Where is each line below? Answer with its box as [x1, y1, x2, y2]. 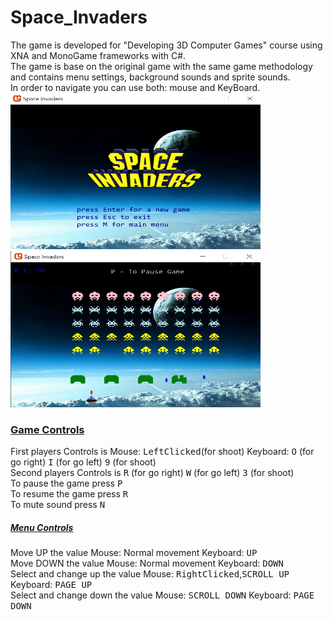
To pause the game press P [10, 477, 123, 490]
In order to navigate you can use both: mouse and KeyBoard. [10, 81, 261, 93]
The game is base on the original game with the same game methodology [10, 60, 313, 72]
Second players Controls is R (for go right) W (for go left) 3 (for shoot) [10, 467, 295, 479]
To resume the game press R [10, 488, 129, 500]
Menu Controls [10, 521, 74, 533]
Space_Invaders [10, 6, 148, 29]
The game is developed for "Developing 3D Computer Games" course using [10, 39, 323, 51]
